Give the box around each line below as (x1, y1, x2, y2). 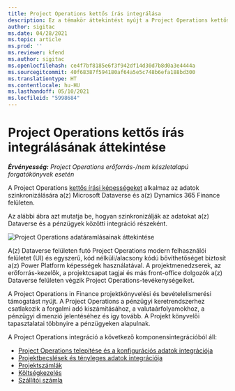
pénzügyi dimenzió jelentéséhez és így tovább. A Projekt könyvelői (8, 311, 200, 320)
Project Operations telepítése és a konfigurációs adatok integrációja (17, 346, 213, 355)
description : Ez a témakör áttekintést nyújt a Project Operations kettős (8, 17, 230, 24)
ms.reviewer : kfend (8, 50, 65, 57)
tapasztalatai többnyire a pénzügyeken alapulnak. (8, 319, 151, 327)
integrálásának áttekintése (8, 140, 167, 156)
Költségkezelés (17, 368, 62, 377)
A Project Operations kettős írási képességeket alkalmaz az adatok (8, 183, 199, 192)
